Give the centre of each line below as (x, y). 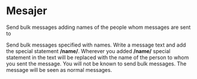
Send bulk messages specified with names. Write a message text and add (96, 45)
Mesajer (27, 11)
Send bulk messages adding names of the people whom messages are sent (98, 27)
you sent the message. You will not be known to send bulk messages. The (96, 64)
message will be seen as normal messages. (59, 70)
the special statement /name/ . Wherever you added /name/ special (88, 51)
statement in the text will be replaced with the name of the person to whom (98, 57)
